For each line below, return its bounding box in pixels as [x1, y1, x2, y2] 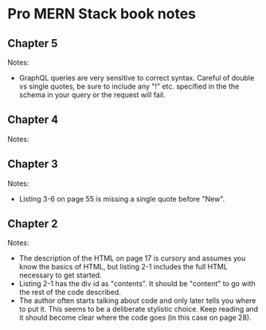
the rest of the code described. [18, 288, 121, 297]
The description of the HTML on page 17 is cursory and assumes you [18, 253, 246, 263]
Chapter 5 [7, 37, 58, 50]
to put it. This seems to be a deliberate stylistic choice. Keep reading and [18, 304, 259, 314]
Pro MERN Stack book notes [7, 5, 197, 23]
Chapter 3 [7, 157, 59, 171]
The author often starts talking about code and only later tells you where [18, 296, 256, 305]
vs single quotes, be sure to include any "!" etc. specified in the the [18, 81, 240, 91]
